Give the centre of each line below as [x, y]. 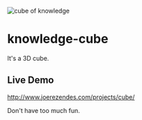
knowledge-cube [58, 39]
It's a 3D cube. [28, 58]
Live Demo [31, 80]
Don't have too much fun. [44, 110]
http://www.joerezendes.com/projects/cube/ [71, 97]
